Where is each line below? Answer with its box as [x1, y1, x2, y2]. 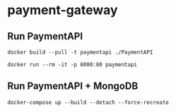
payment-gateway [7, 2, 118, 18]
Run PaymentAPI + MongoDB [7, 80, 139, 92]
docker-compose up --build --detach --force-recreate [7, 99, 170, 106]
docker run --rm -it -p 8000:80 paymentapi [7, 61, 138, 68]
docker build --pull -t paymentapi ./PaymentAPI [7, 49, 153, 56]
